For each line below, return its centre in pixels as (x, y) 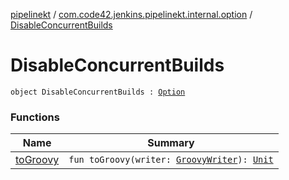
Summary (171, 143)
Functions (35, 117)
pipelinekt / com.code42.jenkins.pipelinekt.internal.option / (131, 14)
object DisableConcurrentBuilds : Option (98, 92)
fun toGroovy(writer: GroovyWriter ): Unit (171, 160)
